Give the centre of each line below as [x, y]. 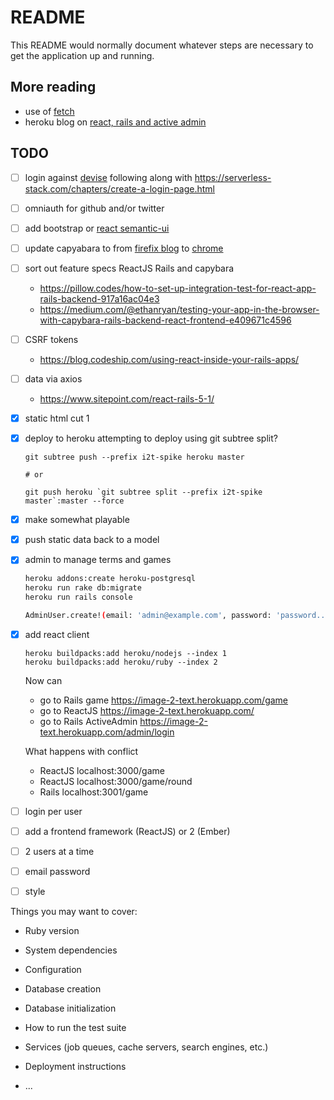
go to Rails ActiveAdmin [88, 721]
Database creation [63, 989]
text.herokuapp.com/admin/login [107, 732]
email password [57, 872]
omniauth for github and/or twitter [94, 208]
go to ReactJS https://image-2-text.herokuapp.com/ [147, 710]
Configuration [53, 970]
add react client [57, 634]
